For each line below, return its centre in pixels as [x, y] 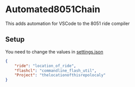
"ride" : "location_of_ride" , [45, 66]
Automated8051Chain [53, 9]
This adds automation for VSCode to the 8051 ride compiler [67, 23]
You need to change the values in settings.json [54, 51]
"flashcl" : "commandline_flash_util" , [56, 70]
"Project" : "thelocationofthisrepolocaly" [60, 75]
